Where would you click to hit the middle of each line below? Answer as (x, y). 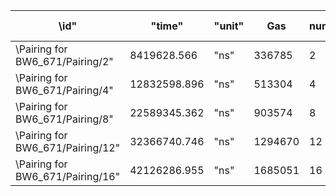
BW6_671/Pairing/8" (64, 119)
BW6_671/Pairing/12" (68, 147)
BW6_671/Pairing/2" (64, 61)
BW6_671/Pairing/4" (64, 90)
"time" (167, 26)
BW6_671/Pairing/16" (68, 176)
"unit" (229, 26)
